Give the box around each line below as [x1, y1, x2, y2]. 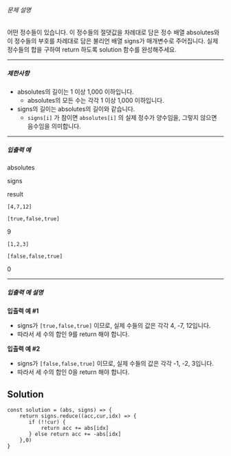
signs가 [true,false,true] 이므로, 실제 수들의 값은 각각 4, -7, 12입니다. [16, 322, 211, 330]
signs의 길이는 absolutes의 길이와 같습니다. [16, 105, 135, 113]
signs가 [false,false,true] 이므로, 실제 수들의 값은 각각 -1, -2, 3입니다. [16, 360, 214, 368]
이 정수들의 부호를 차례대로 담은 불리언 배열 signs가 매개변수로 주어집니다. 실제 [7, 37, 219, 45]
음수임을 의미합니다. [27, 122, 81, 130]
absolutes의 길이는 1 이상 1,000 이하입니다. [16, 87, 134, 96]
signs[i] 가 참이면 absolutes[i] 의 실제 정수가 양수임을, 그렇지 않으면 [27, 114, 217, 122]
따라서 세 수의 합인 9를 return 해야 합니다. [16, 330, 130, 338]
